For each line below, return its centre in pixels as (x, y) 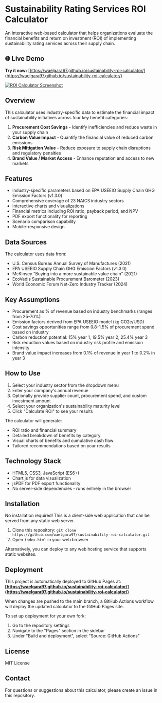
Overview (20, 100)
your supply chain (30, 132)
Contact (18, 678)
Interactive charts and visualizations (48, 206)
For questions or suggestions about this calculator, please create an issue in (81, 690)
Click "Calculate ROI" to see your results (53, 411)
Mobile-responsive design (38, 227)
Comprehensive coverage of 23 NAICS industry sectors (68, 201)
